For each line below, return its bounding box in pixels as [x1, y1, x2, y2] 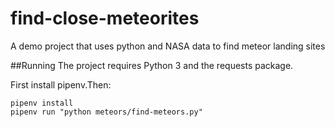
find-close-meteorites [10, 7, 200, 30]
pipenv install [10, 98, 74, 108]
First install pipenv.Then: [10, 78, 112, 91]
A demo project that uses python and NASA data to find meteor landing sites [10, 40, 326, 52]
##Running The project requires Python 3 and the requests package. [10, 59, 294, 71]
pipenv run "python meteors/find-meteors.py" [10, 107, 203, 117]
